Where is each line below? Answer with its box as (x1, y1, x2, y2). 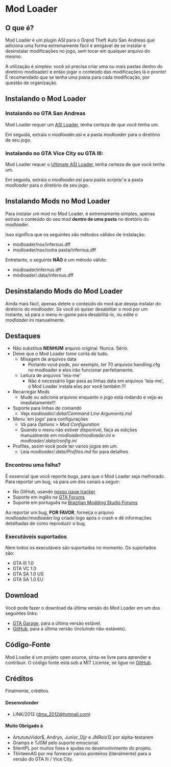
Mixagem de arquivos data (20, 356, 77, 362)
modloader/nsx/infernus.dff (12, 241, 71, 247)
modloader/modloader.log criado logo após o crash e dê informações (5, 514, 152, 521)
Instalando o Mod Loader (5, 94, 86, 103)
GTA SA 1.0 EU (12, 576, 43, 583)
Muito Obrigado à (5, 723, 43, 729)
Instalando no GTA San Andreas (5, 110, 86, 117)
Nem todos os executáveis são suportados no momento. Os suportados (5, 545, 157, 551)
